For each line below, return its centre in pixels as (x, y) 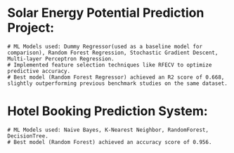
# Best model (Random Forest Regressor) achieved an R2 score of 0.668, (116, 77)
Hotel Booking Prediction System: (108, 111)
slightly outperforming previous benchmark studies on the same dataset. (118, 83)
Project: (31, 28)
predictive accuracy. (39, 71)
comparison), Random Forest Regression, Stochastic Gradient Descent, (113, 53)
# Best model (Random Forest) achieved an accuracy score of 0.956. (110, 142)
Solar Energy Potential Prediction (106, 13)
